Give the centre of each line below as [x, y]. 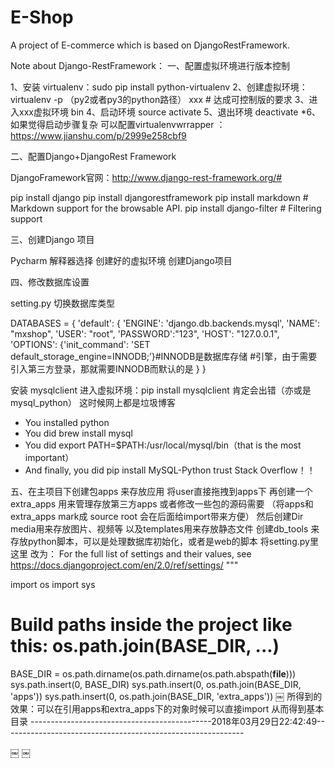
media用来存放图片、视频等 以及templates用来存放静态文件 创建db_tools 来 [165, 528]
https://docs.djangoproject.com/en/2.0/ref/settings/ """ [124, 565]
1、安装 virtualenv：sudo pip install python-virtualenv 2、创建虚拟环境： [159, 87]
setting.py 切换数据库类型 [63, 303]
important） [49, 457]
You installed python [67, 422]
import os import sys [53, 584]
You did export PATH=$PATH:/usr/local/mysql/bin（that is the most [163, 445]
